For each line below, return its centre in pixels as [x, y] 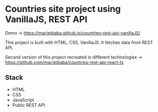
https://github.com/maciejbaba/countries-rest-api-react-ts [64, 62]
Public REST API [28, 105]
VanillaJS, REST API [46, 19]
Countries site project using [63, 9]
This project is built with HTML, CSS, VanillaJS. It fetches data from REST [79, 42]
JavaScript [23, 100]
